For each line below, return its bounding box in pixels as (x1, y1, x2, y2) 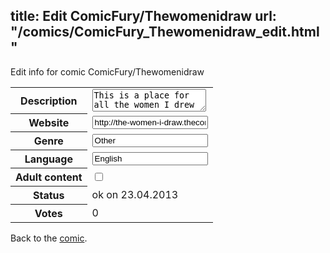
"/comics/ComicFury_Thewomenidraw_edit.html (10, 24, 320, 41)
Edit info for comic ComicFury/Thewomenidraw (10, 65, 205, 78)
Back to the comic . (10, 232, 88, 244)
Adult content (15, 170, 83, 184)
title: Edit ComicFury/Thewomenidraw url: (10, 8, 277, 25)
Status (33, 189, 65, 203)
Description (20, 94, 78, 108)
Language (24, 152, 73, 166)
